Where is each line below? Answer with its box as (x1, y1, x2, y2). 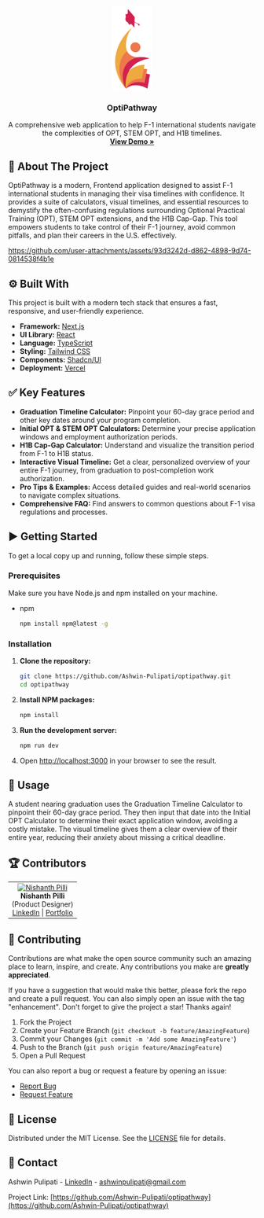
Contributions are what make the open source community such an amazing (8, 954, 251, 963)
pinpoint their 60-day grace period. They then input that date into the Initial (8, 808, 251, 817)
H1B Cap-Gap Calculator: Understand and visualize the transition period (19, 440, 255, 450)
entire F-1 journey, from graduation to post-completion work (19, 465, 214, 475)
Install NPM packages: (19, 694, 95, 705)
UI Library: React (19, 329, 75, 339)
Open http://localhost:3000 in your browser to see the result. (19, 756, 218, 765)
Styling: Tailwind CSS (19, 346, 91, 355)
